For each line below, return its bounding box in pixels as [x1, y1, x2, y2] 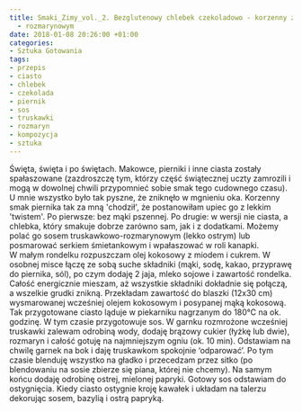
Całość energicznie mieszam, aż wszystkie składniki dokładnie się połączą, [9, 278, 288, 289]
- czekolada [9, 88, 54, 97]
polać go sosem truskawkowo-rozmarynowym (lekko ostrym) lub [9, 230, 251, 241]
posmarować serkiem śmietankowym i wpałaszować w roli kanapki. [9, 239, 260, 250]
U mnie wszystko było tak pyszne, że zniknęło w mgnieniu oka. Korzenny [9, 192, 280, 202]
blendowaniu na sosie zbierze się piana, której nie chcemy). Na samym [9, 363, 272, 374]
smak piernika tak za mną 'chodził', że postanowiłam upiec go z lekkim [9, 202, 271, 212]
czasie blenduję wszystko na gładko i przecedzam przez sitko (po [9, 354, 253, 365]
